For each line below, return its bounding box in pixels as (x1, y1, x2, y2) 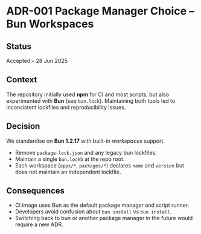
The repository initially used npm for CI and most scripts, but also (6, 91, 170, 98)
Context (6, 74, 37, 85)
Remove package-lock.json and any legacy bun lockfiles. (14, 149, 157, 156)
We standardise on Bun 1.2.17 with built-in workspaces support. (6, 137, 165, 145)
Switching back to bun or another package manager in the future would (14, 215, 193, 222)
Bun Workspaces (6, 17, 94, 31)
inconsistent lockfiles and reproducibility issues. (6, 103, 126, 111)
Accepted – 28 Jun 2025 (6, 57, 68, 64)
